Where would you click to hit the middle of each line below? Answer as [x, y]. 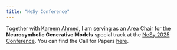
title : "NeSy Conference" [38, 11]
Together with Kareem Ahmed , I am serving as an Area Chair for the [88, 28]
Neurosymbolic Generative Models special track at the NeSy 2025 [88, 34]
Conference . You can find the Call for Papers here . [67, 41]
